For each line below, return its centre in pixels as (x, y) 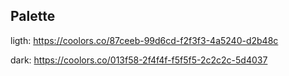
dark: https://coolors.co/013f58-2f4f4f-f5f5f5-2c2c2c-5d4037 (139, 60)
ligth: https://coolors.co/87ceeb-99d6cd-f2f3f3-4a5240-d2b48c (144, 40)
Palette (33, 16)
